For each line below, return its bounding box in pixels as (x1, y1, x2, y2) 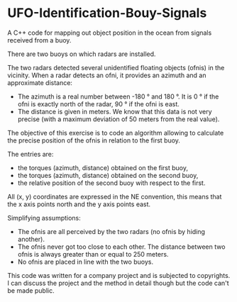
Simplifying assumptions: (7, 213, 82, 222)
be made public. (7, 286, 55, 295)
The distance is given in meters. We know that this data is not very (17, 107, 212, 116)
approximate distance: (7, 78, 73, 86)
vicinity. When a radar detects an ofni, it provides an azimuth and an (7, 71, 206, 79)
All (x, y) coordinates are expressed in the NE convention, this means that (7, 192, 222, 201)
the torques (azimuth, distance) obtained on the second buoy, (17, 171, 199, 179)
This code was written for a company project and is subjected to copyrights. (7, 271, 231, 279)
